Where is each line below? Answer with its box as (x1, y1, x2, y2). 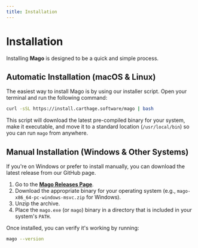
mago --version (6, 236, 44, 242)
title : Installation (6, 8, 58, 15)
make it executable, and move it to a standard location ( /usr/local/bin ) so (6, 123, 190, 130)
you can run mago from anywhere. (6, 130, 89, 137)
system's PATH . (14, 213, 51, 220)
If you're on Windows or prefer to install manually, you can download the (6, 163, 185, 170)
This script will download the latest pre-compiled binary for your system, (6, 116, 185, 124)
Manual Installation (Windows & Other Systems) (6, 147, 189, 157)
